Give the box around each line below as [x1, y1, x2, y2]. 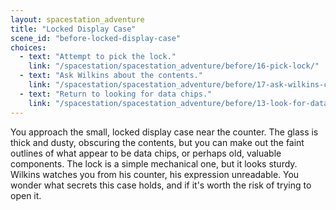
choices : [10, 42, 47, 53]
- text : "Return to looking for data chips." [19, 89, 213, 99]
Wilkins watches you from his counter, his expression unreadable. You [10, 168, 300, 180]
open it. [10, 189, 42, 201]
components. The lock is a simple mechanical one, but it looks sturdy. [10, 157, 298, 170]
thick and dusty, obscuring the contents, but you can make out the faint [10, 136, 305, 148]
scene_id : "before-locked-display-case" [10, 33, 182, 43]
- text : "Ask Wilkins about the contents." [19, 71, 203, 81]
